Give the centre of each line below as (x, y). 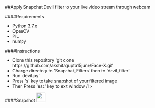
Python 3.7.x (25, 26)
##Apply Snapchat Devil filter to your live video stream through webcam (78, 7)
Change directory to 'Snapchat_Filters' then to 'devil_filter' (71, 71)
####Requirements (24, 16)
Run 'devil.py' (26, 76)
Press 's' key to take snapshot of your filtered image (65, 81)
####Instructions (22, 51)
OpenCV (21, 31)
